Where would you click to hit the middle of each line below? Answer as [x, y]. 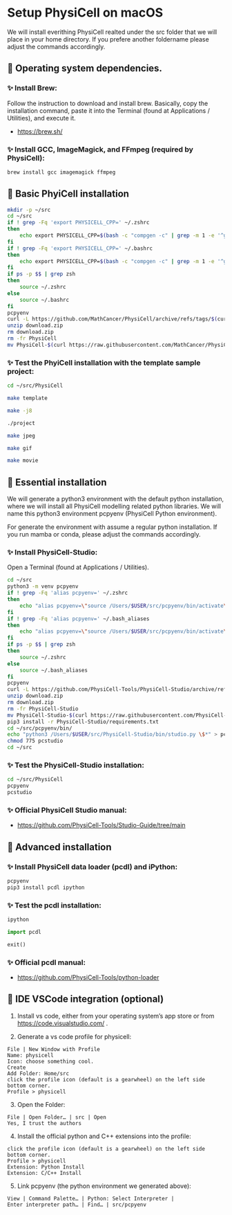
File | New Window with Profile [54, 1049]
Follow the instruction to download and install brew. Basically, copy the [108, 103]
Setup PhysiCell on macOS [85, 13]
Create [17, 1068]
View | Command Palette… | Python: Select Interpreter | [91, 1198]
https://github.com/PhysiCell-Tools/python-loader [88, 977]
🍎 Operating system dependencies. [85, 68]
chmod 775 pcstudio [35, 741]
